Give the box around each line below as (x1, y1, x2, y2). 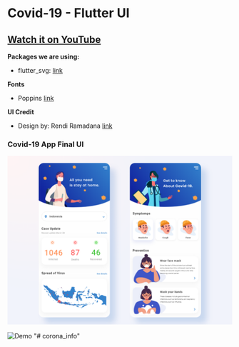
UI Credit (7, 108, 34, 116)
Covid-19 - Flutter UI (7, 5, 130, 21)
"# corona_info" (33, 332, 81, 341)
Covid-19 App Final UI (7, 139, 84, 149)
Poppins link (17, 94, 54, 102)
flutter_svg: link (17, 66, 63, 74)
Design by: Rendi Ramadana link (17, 121, 113, 130)
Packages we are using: (7, 52, 80, 61)
